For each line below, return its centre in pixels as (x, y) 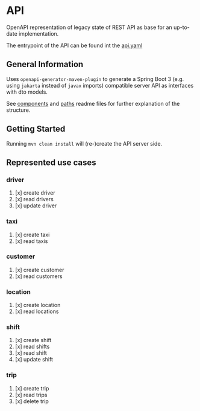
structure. (18, 110)
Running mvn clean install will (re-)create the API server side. (84, 143)
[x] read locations (37, 311)
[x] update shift (34, 360)
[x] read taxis (31, 241)
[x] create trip (32, 388)
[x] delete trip (32, 401)
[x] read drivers (34, 199)
